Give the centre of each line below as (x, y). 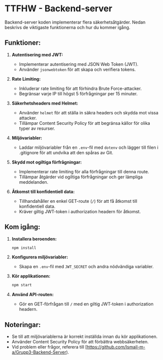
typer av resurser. (37, 128)
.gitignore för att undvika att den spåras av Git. (66, 152)
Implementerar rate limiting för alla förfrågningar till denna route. (84, 171)
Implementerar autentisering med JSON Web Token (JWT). (79, 64)
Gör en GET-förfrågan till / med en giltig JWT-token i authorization (86, 304)
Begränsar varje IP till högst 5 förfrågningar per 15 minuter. (78, 93)
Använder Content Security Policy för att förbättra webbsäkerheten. (80, 342)
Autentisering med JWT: (37, 55)
